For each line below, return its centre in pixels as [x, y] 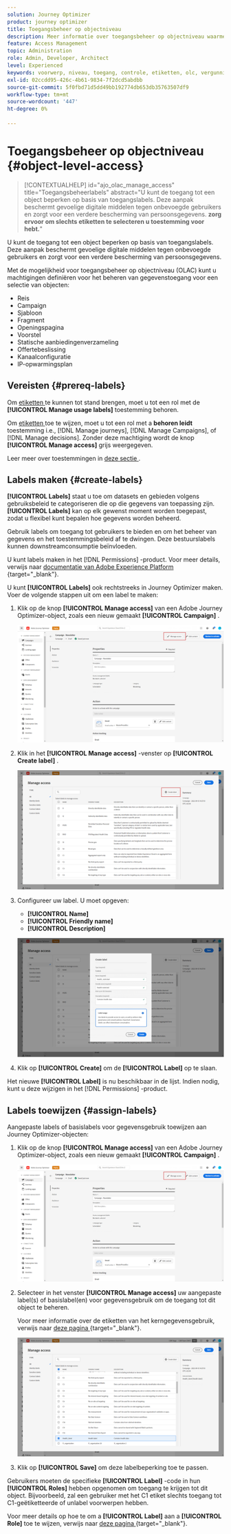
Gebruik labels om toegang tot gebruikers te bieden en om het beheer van [112, 532]
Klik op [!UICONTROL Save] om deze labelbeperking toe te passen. [112, 1468]
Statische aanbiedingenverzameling [68, 342]
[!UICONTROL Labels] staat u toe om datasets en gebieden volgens [103, 497]
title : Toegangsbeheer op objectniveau [64, 29]
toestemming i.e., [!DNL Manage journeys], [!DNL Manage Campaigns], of [112, 430]
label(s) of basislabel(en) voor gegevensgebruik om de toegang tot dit [116, 1300]
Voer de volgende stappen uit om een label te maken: [83, 595]
